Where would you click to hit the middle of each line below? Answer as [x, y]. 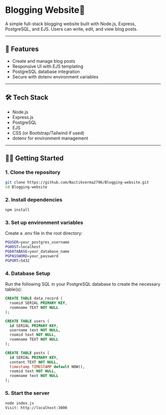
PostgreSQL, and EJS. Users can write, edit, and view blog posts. [72, 29]
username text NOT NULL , [35, 330]
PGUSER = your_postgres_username [37, 242]
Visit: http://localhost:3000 [36, 408]
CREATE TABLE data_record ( [34, 299]
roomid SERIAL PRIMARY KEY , [39, 303]
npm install [17, 210]
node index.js [20, 403]
